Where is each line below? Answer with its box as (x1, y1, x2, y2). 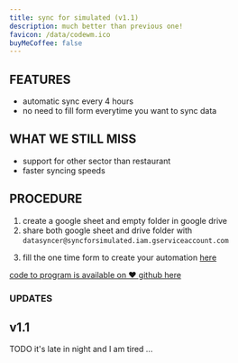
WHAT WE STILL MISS (9, 132, 137, 147)
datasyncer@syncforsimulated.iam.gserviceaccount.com (22, 236, 229, 245)
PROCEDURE (9, 191, 83, 207)
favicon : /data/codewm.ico (9, 30, 111, 39)
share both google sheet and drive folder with (22, 225, 193, 236)
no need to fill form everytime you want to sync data (22, 106, 217, 116)
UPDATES (9, 292, 53, 304)
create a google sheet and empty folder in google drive (22, 215, 228, 226)
